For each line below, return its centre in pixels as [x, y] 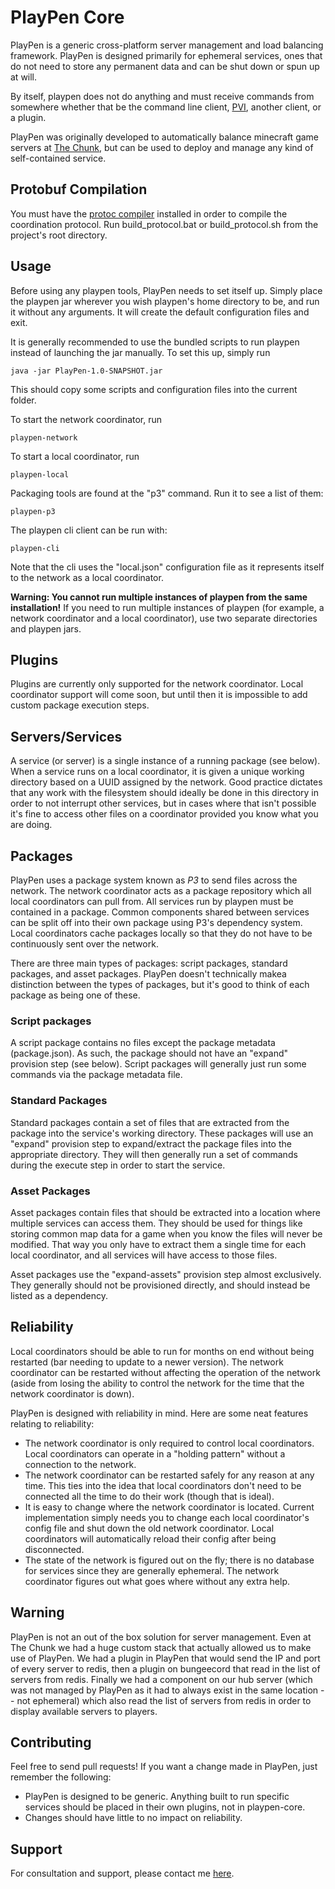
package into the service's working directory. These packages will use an [162, 1133]
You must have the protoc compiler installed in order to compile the [149, 213]
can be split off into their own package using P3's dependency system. [156, 922]
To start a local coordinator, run [75, 456]
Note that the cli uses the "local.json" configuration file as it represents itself [167, 567]
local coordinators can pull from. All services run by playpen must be [152, 901]
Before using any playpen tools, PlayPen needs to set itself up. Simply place [166, 290]
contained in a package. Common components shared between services [160, 912]
